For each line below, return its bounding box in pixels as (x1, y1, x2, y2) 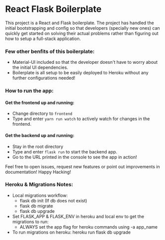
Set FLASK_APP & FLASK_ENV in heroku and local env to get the (12, 213, 145, 219)
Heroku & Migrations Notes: (5, 181, 73, 188)
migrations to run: (12, 219, 49, 225)
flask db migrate (19, 203, 54, 209)
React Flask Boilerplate (5, 3, 102, 15)
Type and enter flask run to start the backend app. (12, 148, 117, 154)
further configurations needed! (12, 75, 76, 81)
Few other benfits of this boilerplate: (5, 48, 95, 55)
